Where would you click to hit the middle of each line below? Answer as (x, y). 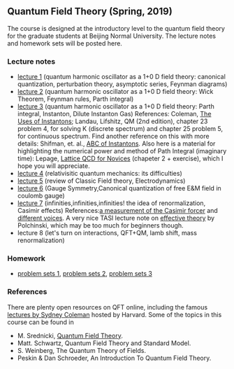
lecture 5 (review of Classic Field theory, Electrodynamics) (101, 181)
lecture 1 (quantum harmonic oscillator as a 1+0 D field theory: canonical (121, 77)
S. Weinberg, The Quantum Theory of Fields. (82, 350)
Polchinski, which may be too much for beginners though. (100, 225)
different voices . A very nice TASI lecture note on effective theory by (116, 218)
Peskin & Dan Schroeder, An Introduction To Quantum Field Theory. (114, 358)
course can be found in (41, 322)
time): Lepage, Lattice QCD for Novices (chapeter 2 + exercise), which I (120, 159)
